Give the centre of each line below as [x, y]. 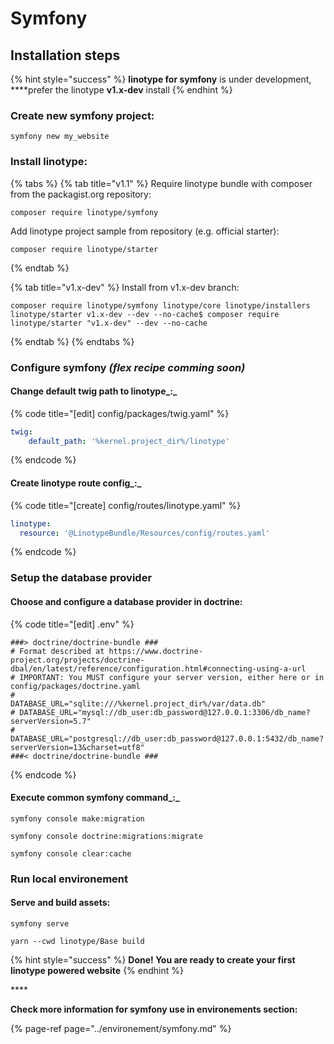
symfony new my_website [60, 137]
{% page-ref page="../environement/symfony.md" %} [121, 1028]
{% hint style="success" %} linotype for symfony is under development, [161, 79]
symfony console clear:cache [71, 853]
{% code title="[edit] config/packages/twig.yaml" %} [120, 413]
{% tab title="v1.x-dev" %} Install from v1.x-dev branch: [125, 287]
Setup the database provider [81, 578]
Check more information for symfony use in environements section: [154, 1009]
